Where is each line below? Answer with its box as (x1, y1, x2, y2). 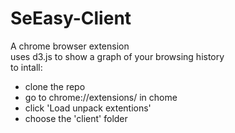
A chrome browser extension (10, 40, 130, 52)
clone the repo (24, 80, 86, 92)
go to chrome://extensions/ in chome (24, 91, 178, 103)
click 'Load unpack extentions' (24, 102, 152, 114)
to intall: (10, 61, 43, 73)
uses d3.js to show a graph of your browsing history (10, 50, 225, 62)
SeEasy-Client (10, 7, 132, 30)
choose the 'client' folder (24, 112, 128, 124)
